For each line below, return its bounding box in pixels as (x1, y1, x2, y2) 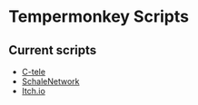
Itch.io (21, 86, 46, 96)
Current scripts (8, 43, 97, 58)
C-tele (21, 66, 46, 77)
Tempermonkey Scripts (8, 6, 190, 27)
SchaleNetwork (21, 76, 80, 87)
